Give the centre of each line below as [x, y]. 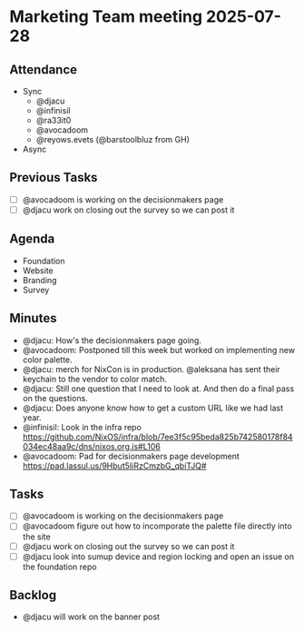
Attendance [44, 69]
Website [38, 271]
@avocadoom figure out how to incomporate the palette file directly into [157, 526]
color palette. [47, 360]
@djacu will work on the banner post [91, 617]
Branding [39, 280]
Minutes [33, 318]
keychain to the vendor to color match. [95, 379]
